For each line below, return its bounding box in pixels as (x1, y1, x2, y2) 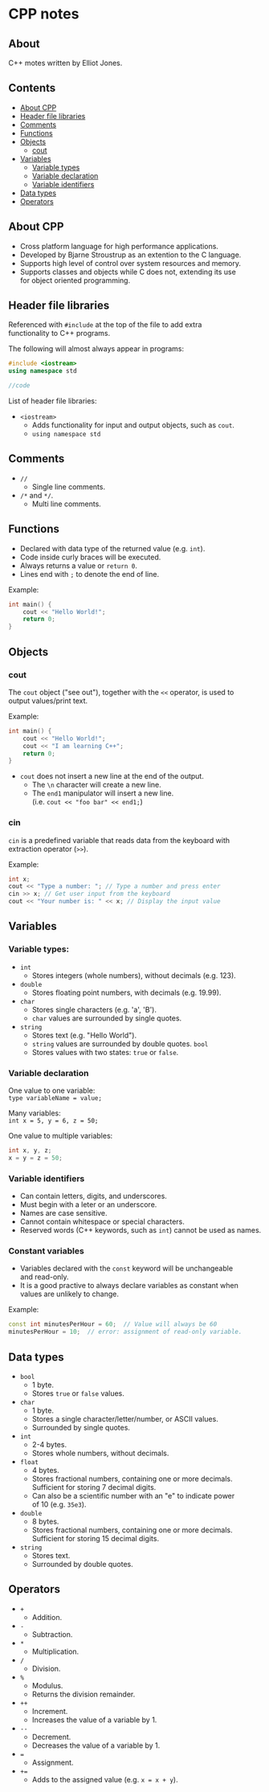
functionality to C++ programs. (8, 329, 111, 338)
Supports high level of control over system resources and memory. (19, 258, 242, 268)
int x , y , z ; (8, 1147, 52, 1155)
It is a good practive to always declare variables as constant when (19, 1281, 238, 1291)
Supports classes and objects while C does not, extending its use (19, 267, 237, 276)
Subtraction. (31, 1629, 73, 1639)
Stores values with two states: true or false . (31, 1047, 179, 1057)
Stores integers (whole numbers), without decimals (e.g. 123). (31, 970, 237, 980)
